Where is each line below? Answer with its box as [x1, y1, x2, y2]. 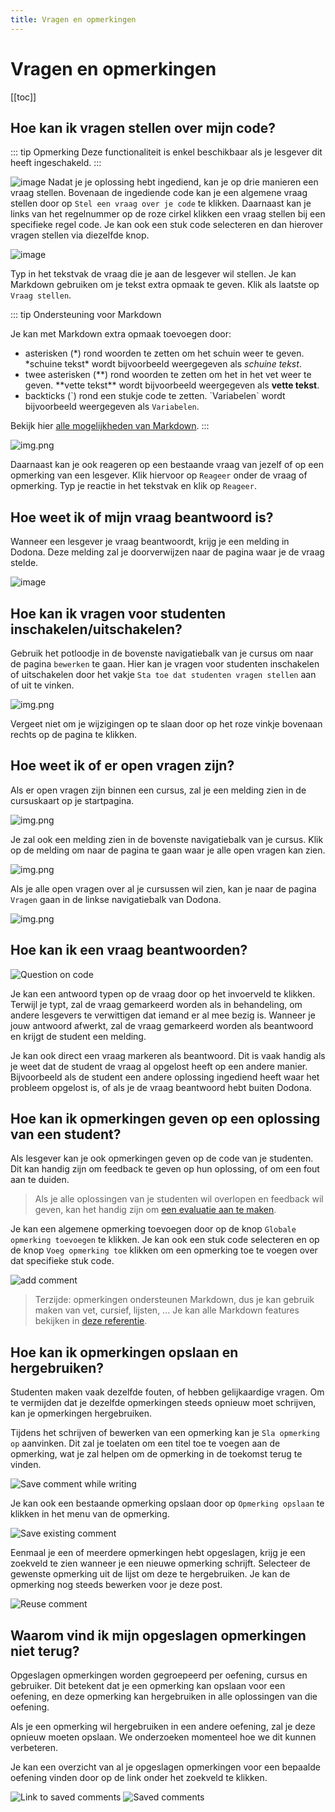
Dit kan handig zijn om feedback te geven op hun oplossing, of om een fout [10, 1163, 320, 1175]
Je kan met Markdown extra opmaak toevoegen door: [10, 328, 232, 340]
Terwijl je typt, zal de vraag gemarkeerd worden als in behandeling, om [10, 998, 303, 1010]
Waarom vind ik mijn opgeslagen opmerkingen [10, 1627, 307, 1644]
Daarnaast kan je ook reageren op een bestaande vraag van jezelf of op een [10, 459, 324, 471]
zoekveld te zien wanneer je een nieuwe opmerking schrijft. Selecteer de [10, 1557, 311, 1570]
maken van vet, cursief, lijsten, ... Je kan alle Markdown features [34, 1304, 300, 1316]
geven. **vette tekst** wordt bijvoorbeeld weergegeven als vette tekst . [24, 379, 320, 391]
